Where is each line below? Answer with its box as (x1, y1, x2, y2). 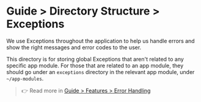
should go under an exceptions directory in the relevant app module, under (6, 68, 195, 75)
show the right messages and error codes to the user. (6, 44, 142, 51)
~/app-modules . (6, 75, 44, 82)
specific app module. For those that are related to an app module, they (6, 62, 184, 69)
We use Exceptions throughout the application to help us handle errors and (6, 37, 195, 44)
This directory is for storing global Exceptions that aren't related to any (6, 55, 185, 63)
